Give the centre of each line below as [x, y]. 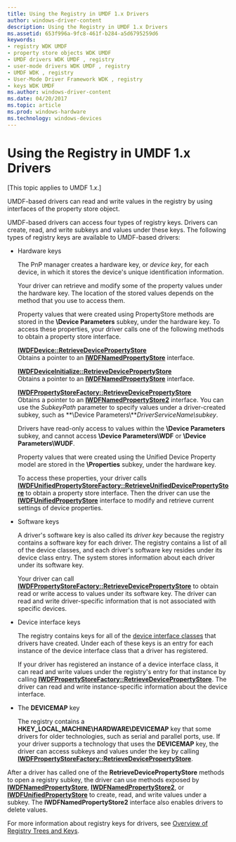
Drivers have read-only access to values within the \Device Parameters [121, 428]
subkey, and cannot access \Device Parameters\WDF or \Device [112, 436]
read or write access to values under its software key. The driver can [117, 593]
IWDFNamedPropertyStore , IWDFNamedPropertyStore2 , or [96, 787]
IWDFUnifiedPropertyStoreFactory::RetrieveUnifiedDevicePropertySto [123, 485]
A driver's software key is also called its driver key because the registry [121, 535]
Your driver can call [46, 578]
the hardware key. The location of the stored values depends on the [116, 293]
